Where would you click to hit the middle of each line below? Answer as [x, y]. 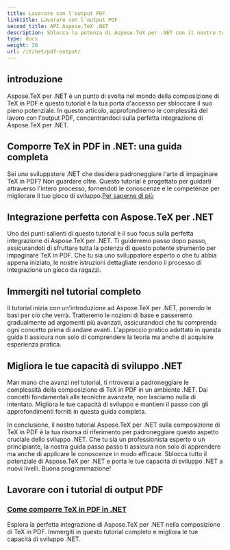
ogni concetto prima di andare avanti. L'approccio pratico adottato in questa [114, 330]
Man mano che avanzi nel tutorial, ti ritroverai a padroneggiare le [98, 382]
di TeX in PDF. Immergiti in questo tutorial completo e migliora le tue [103, 532]
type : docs [23, 39]
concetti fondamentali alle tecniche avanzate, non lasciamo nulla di [102, 397]
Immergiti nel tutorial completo [74, 291]
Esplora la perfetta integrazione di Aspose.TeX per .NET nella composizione [114, 524]
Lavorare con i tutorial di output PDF [85, 490]
